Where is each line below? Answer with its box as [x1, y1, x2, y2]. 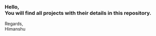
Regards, [4, 21, 23, 27]
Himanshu [4, 26, 26, 32]
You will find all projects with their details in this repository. [4, 9, 151, 16]
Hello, [4, 3, 19, 10]
